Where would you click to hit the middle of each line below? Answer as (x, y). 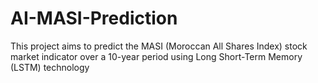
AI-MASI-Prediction (94, 18)
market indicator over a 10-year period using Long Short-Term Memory (156, 56)
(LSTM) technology (50, 67)
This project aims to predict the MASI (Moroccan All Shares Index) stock (159, 46)
